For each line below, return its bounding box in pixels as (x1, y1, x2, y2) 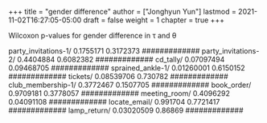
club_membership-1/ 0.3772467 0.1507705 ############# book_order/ (8, 80, 252, 89)
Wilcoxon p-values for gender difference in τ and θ (8, 31, 177, 40)
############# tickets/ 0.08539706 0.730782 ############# (8, 72, 229, 81)
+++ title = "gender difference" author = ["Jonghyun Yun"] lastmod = (8, 7, 237, 16)
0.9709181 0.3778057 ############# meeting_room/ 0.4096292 (8, 89, 231, 98)
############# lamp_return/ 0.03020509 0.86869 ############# (8, 105, 244, 115)
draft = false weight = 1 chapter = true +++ (83, 15, 225, 25)
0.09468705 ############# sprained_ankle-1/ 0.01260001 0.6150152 (8, 63, 245, 73)
